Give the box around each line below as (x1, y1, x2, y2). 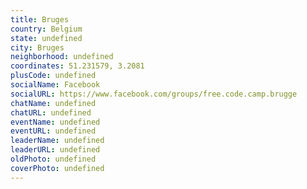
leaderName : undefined (10, 136, 105, 146)
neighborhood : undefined (10, 52, 114, 62)
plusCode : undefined (10, 71, 97, 81)
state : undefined (10, 33, 83, 43)
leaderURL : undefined (10, 145, 101, 155)
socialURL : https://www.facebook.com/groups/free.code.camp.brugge (10, 89, 298, 99)
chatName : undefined (10, 98, 97, 108)
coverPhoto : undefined (10, 163, 105, 173)
